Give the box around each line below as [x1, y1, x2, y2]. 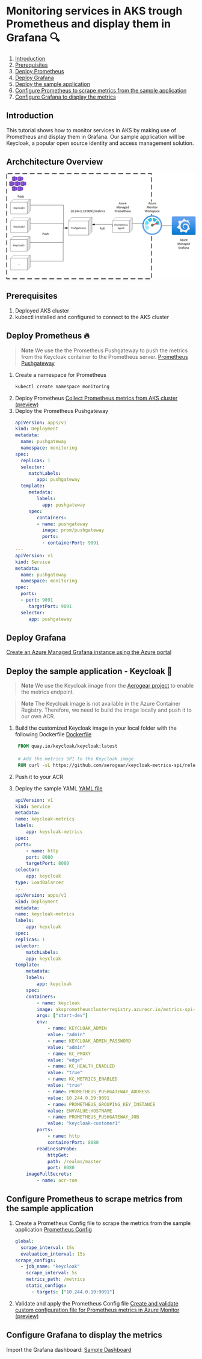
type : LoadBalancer [14, 879, 64, 886]
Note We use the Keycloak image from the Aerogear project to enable [20, 682, 194, 689]
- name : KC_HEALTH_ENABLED [47, 1063, 115, 1069]
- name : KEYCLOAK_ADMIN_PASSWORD [47, 1038, 131, 1044]
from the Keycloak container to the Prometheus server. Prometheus [20, 353, 188, 360]
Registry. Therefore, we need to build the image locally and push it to [20, 706, 192, 713]
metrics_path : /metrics [26, 1276, 85, 1283]
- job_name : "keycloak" [20, 1263, 80, 1269]
